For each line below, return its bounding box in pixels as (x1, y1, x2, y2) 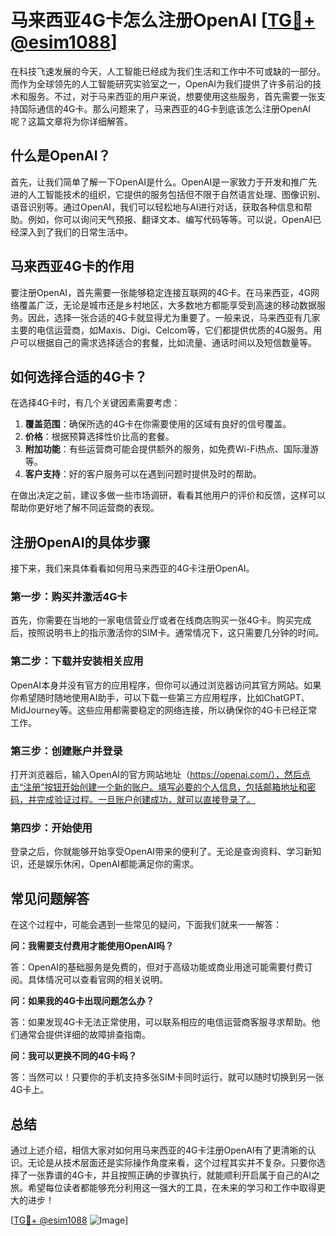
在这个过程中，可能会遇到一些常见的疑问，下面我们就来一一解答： (10, 919, 282, 931)
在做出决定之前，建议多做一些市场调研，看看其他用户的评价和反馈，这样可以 (10, 489, 326, 501)
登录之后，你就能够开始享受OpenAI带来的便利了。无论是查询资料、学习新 (10, 846, 313, 858)
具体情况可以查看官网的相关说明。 (27, 974, 168, 986)
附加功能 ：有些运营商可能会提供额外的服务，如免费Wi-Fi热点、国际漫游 (24, 443, 320, 455)
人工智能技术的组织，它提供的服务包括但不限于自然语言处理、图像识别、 (27, 188, 326, 200)
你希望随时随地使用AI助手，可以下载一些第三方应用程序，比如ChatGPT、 (10, 691, 310, 703)
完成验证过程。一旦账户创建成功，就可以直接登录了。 (36, 794, 256, 806)
